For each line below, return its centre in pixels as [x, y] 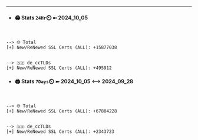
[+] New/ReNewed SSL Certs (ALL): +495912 [59, 68]
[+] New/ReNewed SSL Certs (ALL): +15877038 [62, 47]
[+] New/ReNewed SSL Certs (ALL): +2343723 [60, 132]
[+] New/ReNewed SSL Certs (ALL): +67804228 [62, 111]
